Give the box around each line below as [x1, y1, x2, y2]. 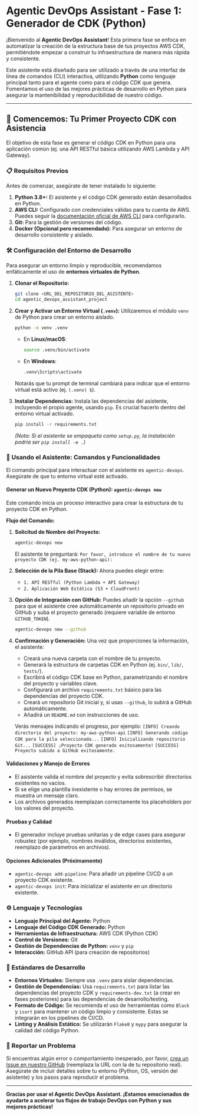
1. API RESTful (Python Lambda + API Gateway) [23, 579, 140, 585]
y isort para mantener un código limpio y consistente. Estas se [14, 1008, 169, 1015]
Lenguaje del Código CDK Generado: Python [14, 923, 126, 930]
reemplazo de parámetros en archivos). [14, 843, 111, 851]
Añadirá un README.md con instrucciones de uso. [23, 711, 140, 718]
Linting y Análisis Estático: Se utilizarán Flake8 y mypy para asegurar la [14, 1020, 187, 1028]
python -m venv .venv [14, 325, 68, 331]
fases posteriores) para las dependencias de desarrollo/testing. [14, 996, 169, 1003]
